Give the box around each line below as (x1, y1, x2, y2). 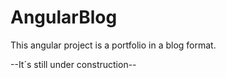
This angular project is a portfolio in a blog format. (10, 39, 217, 51)
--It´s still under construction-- (10, 58, 137, 70)
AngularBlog (10, 6, 118, 29)
